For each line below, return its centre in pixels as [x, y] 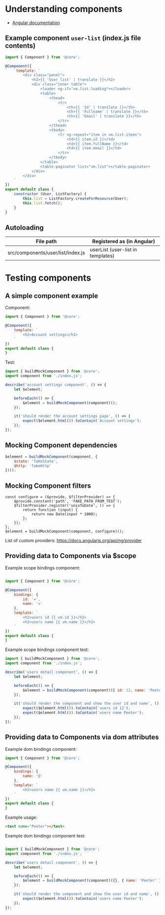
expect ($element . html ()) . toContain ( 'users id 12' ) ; [77, 708]
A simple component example [52, 296]
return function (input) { [50, 510]
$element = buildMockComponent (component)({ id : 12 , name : [84, 690]
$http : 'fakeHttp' [33, 466]
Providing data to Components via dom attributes [82, 737]
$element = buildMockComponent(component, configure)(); [65, 531]
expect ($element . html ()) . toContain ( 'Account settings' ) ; [82, 421]
